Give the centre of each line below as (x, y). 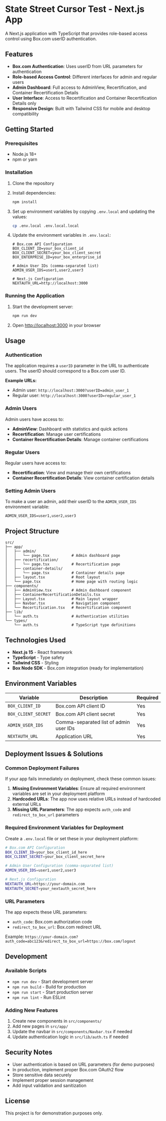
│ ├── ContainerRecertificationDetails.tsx (53, 595)
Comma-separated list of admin (93, 722)
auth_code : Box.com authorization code (52, 922)
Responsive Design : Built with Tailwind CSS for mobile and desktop (81, 108)
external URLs (26, 804)
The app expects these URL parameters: (46, 912)
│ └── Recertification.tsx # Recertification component (68, 608)
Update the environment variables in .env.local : (62, 235)
